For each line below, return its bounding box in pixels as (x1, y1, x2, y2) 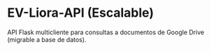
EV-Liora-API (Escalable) (7, 5, 154, 21)
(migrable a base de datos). (7, 35, 87, 43)
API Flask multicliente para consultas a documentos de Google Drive (7, 28, 205, 36)
